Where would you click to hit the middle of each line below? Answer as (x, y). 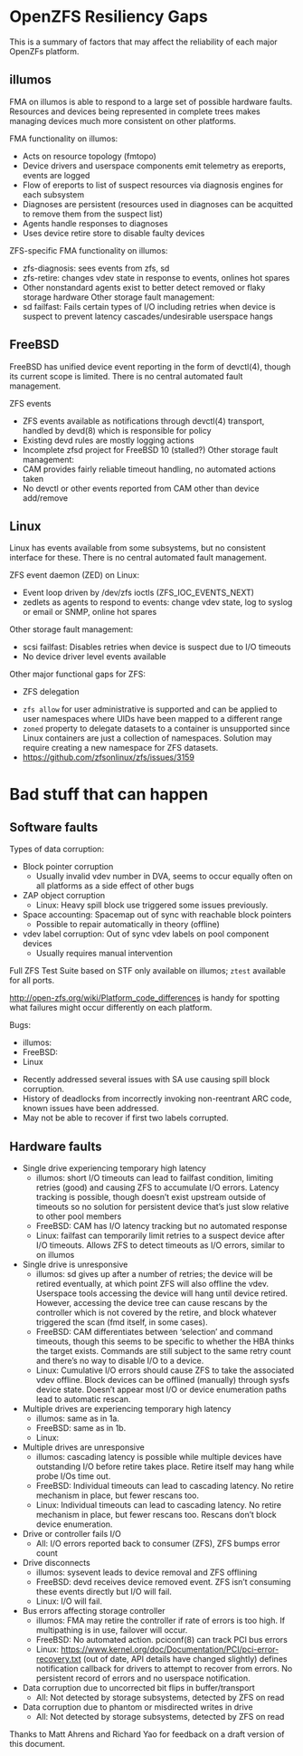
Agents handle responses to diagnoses (95, 223)
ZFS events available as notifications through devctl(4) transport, (143, 421)
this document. (38, 1744)
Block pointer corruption (68, 867)
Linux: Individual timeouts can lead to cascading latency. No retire (159, 1505)
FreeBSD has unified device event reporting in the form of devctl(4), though (150, 366)
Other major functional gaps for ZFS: (78, 674)
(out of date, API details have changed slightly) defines (185, 1659)
